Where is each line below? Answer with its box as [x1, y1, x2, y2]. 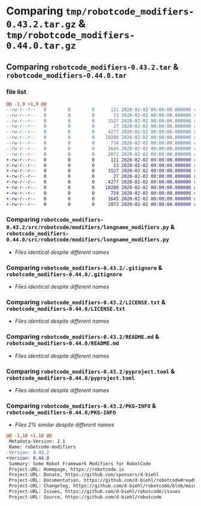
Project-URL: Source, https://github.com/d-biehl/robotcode [8, 494, 162, 500]
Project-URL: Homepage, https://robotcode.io [8, 466, 124, 472]
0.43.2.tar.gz [6, 19, 77, 31]
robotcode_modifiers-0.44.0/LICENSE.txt [6, 305, 126, 313]
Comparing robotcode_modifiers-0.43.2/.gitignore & [6, 263, 163, 272]
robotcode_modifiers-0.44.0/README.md [6, 340, 120, 347]
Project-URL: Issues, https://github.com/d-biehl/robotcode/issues [8, 489, 181, 495]
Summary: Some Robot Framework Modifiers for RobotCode [8, 460, 151, 466]
